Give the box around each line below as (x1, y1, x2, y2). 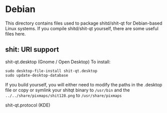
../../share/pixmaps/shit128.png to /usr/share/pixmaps (5, 92, 122, 98)
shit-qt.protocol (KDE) (5, 102, 51, 108)
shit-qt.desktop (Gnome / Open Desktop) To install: (5, 59, 111, 65)
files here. (5, 31, 26, 37)
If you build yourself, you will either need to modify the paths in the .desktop (5, 81, 162, 87)
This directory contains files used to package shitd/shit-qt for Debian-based (5, 20, 162, 26)
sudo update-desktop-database (5, 73, 69, 78)
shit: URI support (5, 45, 59, 54)
